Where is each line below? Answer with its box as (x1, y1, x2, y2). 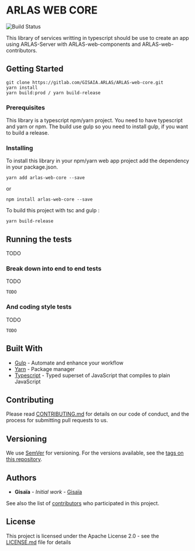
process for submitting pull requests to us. (6, 417, 108, 424)
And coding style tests (6, 303, 72, 311)
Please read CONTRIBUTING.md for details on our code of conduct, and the (6, 410, 189, 418)
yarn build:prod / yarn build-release (6, 89, 101, 96)
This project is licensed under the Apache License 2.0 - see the (6, 532, 159, 539)
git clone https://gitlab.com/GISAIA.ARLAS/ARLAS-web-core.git (6, 79, 164, 85)
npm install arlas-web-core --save (6, 196, 93, 203)
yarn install (6, 85, 38, 91)
